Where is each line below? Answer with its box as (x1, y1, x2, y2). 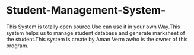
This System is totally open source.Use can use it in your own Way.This (6, 23, 180, 30)
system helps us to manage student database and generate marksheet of (6, 29, 186, 36)
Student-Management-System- (6, 4, 166, 17)
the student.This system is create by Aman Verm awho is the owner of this (6, 35, 188, 43)
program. (6, 42, 29, 49)
